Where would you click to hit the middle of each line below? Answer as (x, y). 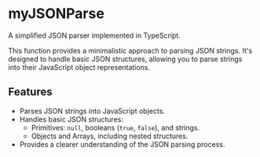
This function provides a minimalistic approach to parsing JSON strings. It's (130, 50)
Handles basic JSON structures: (71, 119)
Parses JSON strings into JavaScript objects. (92, 111)
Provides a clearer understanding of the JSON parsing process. (122, 144)
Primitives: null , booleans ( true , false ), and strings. (115, 127)
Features (30, 92)
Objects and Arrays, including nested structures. (110, 136)
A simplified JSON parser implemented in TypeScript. (94, 35)
